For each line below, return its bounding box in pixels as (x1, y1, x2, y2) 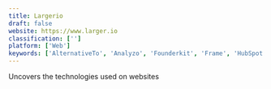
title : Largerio (8, 11, 63, 20)
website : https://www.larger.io (8, 27, 118, 35)
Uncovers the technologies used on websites (8, 72, 160, 81)
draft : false (8, 19, 53, 28)
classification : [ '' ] (8, 34, 82, 43)
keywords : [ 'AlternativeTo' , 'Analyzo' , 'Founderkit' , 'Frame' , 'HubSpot (8, 49, 264, 57)
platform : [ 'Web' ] (8, 42, 71, 50)
